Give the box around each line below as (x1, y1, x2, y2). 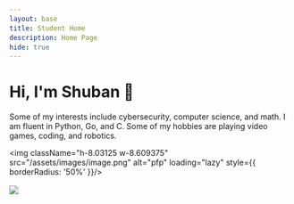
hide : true (9, 43, 50, 52)
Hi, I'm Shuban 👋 (9, 82, 134, 102)
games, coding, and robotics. (9, 130, 117, 142)
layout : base (9, 14, 58, 23)
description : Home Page (9, 33, 98, 42)
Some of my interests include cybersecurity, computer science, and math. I (9, 111, 286, 122)
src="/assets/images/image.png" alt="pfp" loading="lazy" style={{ (9, 157, 256, 168)
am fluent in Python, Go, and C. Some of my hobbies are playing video (9, 121, 268, 132)
